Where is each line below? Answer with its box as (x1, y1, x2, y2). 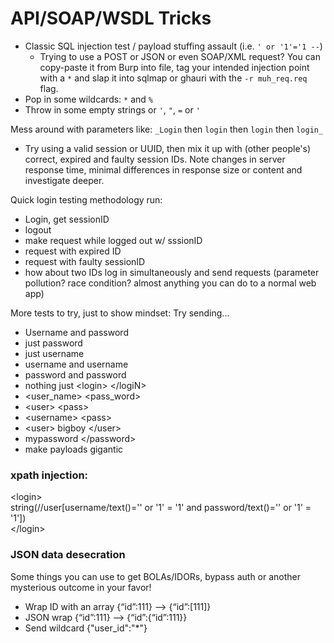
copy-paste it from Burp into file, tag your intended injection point (39, 61, 310, 73)
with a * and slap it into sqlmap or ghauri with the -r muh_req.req (39, 72, 308, 84)
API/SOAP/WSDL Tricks (10, 7, 212, 30)
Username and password (24, 326, 129, 338)
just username (24, 347, 85, 359)
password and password (24, 368, 127, 381)
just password (24, 337, 83, 349)
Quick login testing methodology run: (10, 193, 163, 206)
